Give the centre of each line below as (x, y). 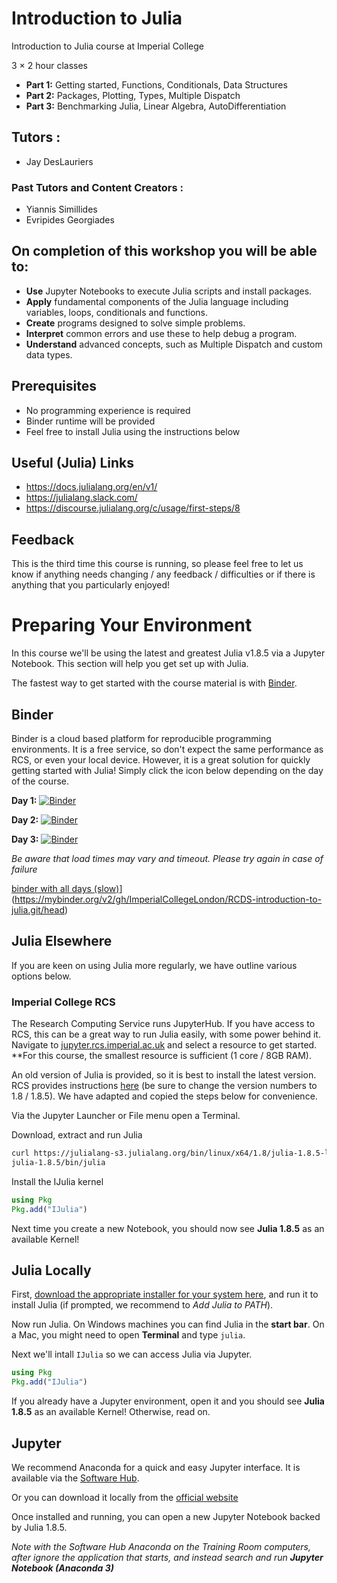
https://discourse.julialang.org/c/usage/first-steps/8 (133, 508)
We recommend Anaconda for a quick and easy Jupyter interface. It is (156, 1468)
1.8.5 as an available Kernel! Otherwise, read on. (111, 1412)
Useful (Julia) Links (73, 463)
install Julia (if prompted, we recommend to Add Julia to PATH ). (142, 1305)
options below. (41, 976)
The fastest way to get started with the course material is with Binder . (154, 683)
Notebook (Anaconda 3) (63, 1568)
